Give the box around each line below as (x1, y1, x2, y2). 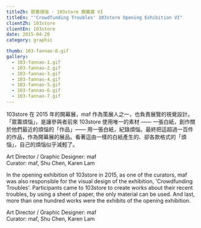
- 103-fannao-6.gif (12, 87, 61, 94)
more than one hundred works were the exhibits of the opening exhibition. (6, 196, 191, 204)
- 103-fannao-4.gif (12, 76, 61, 82)
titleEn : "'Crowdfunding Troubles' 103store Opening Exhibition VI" (6, 15, 183, 21)
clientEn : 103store (6, 25, 56, 32)
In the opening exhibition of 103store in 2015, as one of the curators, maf (6, 171, 188, 178)
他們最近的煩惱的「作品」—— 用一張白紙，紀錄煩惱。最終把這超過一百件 (11, 126, 194, 133)
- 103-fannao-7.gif (12, 93, 61, 99)
